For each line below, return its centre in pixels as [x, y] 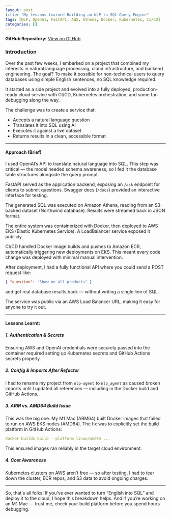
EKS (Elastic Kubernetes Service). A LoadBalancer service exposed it [78, 231]
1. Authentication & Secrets [35, 335]
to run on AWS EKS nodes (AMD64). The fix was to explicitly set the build [82, 424]
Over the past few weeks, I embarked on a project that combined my [77, 63]
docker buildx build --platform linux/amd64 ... [58, 439]
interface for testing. [27, 195]
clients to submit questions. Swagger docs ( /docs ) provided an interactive [83, 189]
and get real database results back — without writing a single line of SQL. [82, 291]
